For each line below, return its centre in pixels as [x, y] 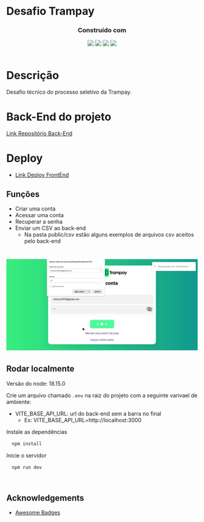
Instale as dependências [37, 432]
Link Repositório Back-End [39, 134]
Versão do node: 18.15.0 [36, 383]
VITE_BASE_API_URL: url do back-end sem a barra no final [88, 413]
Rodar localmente [40, 369]
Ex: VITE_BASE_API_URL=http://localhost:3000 [83, 420]
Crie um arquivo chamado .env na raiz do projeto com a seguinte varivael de [102, 395]
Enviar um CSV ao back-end [50, 228]
